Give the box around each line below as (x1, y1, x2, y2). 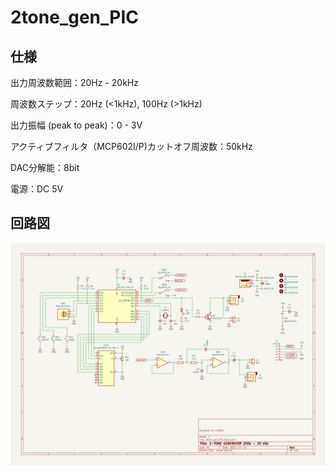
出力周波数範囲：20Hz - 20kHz (10, 77, 140, 88)
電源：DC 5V (10, 183, 64, 195)
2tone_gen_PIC (10, 6, 140, 29)
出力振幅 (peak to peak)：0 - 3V (10, 119, 143, 131)
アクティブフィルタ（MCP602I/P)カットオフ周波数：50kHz (10, 141, 253, 152)
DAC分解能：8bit (10, 162, 80, 173)
